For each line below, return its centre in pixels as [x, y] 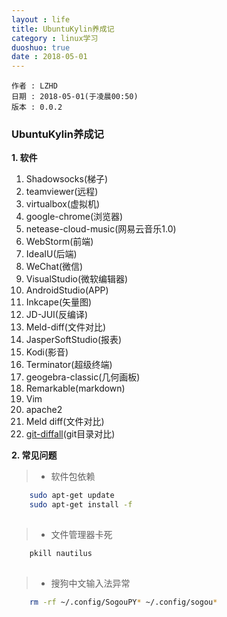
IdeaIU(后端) [51, 254]
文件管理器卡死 [81, 535]
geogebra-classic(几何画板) [83, 377]
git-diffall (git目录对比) [70, 434]
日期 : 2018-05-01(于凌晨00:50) [75, 97]
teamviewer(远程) [62, 192]
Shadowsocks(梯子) [67, 179]
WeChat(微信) [54, 267]
